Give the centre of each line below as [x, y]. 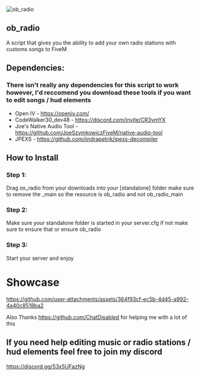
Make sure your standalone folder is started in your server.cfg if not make [97, 223]
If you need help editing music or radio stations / [98, 343]
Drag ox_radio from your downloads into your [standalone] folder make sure [100, 188]
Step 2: [17, 210]
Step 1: [16, 174]
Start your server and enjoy [40, 258]
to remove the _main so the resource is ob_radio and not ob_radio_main [95, 194]
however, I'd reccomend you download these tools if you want [98, 93]
